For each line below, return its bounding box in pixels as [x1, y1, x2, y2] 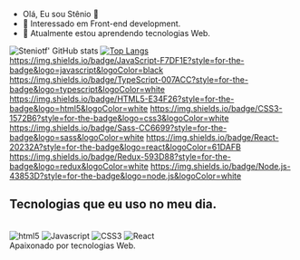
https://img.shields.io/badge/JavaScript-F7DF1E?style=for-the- [9, 55, 245, 65]
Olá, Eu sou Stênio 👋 [22, 9, 100, 19]
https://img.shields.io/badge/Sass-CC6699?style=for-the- [9, 122, 227, 133]
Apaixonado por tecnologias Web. [9, 240, 136, 251]
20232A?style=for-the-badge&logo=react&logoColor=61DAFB [9, 141, 242, 152]
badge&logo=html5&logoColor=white [9, 103, 149, 113]
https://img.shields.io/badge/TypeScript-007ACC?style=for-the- [9, 74, 249, 85]
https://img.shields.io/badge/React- [146, 132, 279, 142]
